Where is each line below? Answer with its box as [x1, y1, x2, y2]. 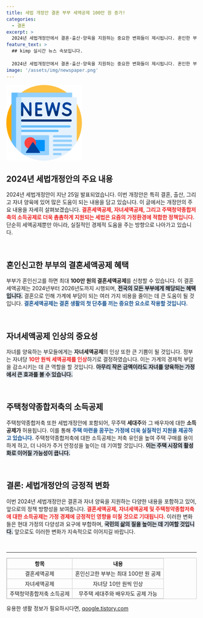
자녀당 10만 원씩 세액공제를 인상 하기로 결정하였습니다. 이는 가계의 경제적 [12, 356, 182, 363]
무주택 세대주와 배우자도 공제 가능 [78, 590, 158, 597]
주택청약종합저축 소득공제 [10, 590, 70, 597]
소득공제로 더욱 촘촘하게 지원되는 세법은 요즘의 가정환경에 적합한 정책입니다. [17, 213, 195, 221]
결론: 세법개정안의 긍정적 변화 [6, 481, 110, 491]
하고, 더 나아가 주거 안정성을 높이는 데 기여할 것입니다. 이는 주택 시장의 [17, 441, 183, 449]
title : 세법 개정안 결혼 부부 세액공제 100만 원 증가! [6, 10, 126, 16]
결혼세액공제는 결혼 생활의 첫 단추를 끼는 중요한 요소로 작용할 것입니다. [24, 300, 188, 307]
